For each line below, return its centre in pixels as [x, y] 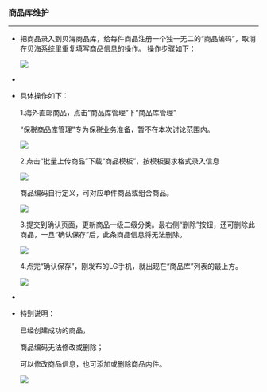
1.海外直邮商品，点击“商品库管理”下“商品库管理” [98, 113]
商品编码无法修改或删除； [62, 348]
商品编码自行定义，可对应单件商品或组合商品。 [96, 193]
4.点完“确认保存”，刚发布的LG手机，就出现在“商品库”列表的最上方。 [131, 267]
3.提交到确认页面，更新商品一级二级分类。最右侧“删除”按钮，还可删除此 [137, 225]
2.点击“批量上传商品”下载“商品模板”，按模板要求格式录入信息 [120, 161]
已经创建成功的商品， [54, 330]
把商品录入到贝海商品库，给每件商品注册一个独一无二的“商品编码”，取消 [138, 39]
